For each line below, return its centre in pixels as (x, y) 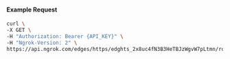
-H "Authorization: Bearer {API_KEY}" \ (65, 36)
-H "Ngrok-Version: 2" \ (42, 43)
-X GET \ (19, 31)
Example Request (32, 9)
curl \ (16, 24)
